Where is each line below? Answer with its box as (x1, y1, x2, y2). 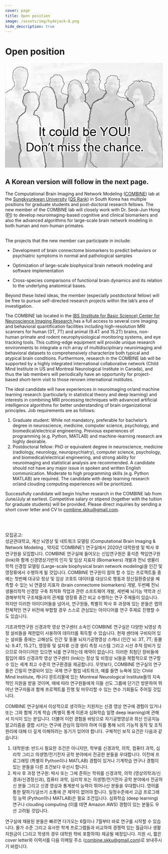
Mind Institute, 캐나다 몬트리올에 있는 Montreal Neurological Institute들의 (5, 674, 151, 680)
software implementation (12, 268, 64, 274)
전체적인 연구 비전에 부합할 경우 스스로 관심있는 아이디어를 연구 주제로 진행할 (5, 607, 155, 613)
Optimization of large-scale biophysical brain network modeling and (12, 263, 152, 269)
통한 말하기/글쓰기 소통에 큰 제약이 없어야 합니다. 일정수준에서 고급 (12, 789, 142, 795)
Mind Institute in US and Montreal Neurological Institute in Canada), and (5, 366, 153, 372)
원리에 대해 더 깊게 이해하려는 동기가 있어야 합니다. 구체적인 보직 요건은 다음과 (5, 728, 157, 734)
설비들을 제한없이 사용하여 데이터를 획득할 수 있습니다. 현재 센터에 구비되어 (10, 630, 156, 636)
